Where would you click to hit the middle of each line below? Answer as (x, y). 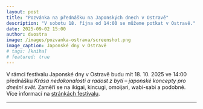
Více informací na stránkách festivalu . (53, 93)
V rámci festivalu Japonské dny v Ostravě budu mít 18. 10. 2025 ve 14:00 (97, 74)
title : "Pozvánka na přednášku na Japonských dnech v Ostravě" (88, 18)
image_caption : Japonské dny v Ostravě (56, 46)
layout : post (23, 12)
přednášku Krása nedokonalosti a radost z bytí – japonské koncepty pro (96, 81)
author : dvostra (27, 35)
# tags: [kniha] (27, 51)
